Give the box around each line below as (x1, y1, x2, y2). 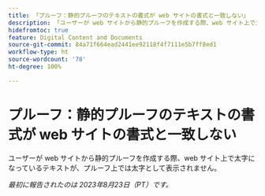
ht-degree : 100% (8, 63, 62, 71)
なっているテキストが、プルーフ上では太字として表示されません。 (8, 163, 221, 172)
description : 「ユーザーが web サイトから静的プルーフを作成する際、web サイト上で (8, 19, 256, 27)
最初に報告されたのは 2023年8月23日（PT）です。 (8, 179, 173, 189)
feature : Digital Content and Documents (8, 33, 144, 42)
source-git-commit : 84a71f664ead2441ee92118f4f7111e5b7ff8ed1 (8, 41, 217, 49)
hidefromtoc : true (8, 26, 69, 34)
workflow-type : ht (8, 48, 69, 56)
